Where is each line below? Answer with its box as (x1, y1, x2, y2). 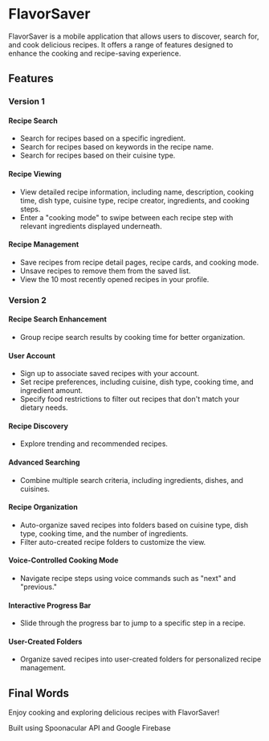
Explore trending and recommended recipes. (19, 439, 169, 448)
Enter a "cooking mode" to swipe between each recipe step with (19, 212, 234, 222)
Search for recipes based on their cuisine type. (19, 150, 176, 161)
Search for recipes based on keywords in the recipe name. (19, 142, 214, 152)
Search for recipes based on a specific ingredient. (19, 133, 186, 143)
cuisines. (19, 484, 51, 493)
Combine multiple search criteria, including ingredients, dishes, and (19, 475, 243, 485)
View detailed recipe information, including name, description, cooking (19, 186, 255, 197)
